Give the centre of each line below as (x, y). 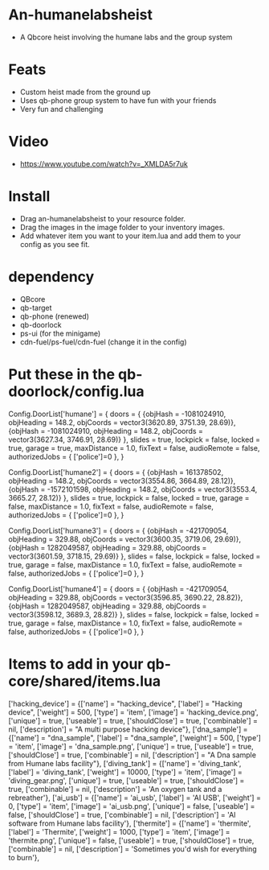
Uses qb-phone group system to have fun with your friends (118, 100)
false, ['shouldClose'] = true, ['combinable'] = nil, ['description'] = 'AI (122, 814)
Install (29, 196)
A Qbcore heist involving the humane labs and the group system (126, 37)
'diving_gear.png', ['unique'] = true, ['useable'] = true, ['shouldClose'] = (126, 780)
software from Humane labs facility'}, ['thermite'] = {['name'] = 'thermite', (130, 823)
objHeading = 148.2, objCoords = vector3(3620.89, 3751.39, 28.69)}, (122, 422)
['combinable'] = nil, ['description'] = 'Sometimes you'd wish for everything (132, 849)
